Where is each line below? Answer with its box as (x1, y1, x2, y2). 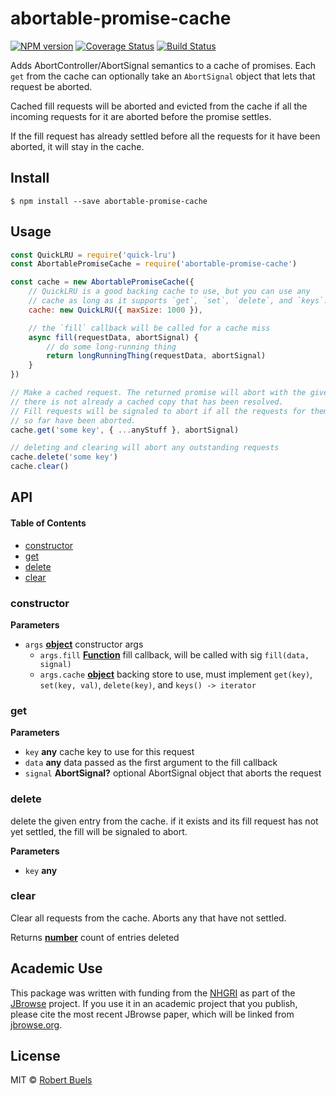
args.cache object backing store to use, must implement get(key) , (39, 668, 313, 680)
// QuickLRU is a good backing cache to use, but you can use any (28, 287, 311, 297)
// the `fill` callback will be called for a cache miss (28, 323, 271, 333)
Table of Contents (10, 517, 87, 529)
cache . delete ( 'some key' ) (10, 452, 118, 462)
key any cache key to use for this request (24, 746, 195, 758)
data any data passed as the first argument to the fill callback (24, 757, 278, 769)
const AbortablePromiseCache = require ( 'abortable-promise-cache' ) (10, 259, 298, 269)
